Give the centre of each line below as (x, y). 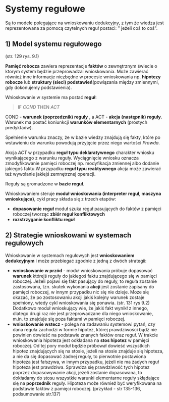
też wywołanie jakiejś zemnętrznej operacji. (50, 174)
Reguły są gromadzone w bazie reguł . (45, 184)
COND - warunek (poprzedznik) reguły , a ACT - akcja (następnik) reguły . (84, 117)
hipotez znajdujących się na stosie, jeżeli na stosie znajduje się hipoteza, (88, 351)
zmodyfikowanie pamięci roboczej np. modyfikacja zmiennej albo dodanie (82, 163)
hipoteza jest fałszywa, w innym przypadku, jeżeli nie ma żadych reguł (86, 362)
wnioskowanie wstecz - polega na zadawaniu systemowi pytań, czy (84, 324)
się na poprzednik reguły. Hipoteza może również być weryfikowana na (87, 383)
